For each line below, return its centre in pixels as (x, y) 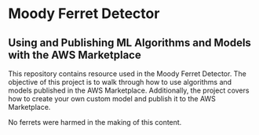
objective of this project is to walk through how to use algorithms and (120, 82)
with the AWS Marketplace (75, 55)
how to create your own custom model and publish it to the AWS (112, 99)
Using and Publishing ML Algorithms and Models (129, 43)
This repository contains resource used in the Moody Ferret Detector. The (128, 74)
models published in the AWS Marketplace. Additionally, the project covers (129, 90)
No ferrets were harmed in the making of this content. (95, 122)
